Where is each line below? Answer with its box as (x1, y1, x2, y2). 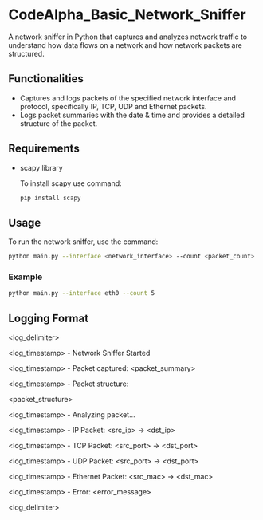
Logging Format (8, 311, 89, 325)
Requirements (8, 142, 80, 156)
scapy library (19, 163, 64, 172)
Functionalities (8, 72, 84, 85)
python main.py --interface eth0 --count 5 (8, 290, 155, 297)
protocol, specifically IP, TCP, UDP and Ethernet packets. (19, 101, 207, 111)
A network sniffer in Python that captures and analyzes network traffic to (8, 32, 248, 41)
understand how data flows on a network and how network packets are (8, 40, 243, 49)
